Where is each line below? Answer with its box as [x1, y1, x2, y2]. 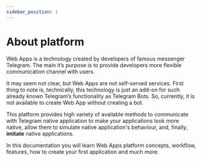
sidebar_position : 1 [6, 8, 59, 15]
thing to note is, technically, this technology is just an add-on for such [6, 86, 180, 93]
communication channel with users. [6, 68, 95, 75]
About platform [6, 34, 85, 48]
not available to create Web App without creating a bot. [6, 99, 144, 106]
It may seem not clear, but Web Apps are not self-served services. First [6, 79, 184, 87]
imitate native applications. [6, 130, 74, 137]
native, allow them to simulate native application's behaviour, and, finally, [6, 123, 188, 131]
